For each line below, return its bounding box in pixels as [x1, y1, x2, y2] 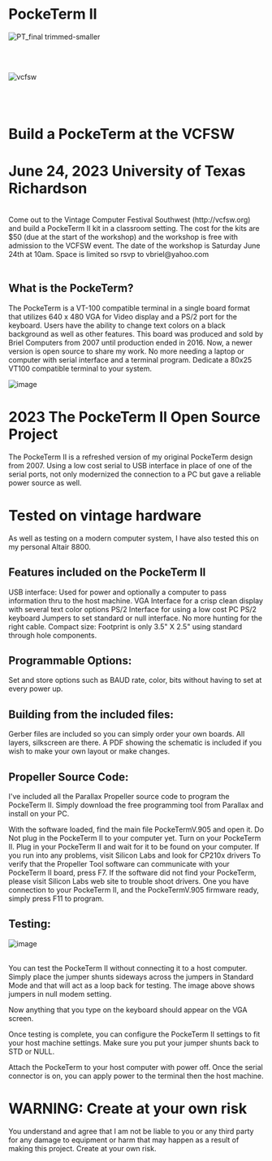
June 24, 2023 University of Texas [8, 162, 246, 180]
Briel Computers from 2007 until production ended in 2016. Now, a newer [8, 337, 253, 347]
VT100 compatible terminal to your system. [8, 363, 153, 373]
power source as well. [8, 477, 82, 488]
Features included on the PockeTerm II [8, 566, 206, 580]
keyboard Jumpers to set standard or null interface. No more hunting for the [8, 613, 262, 623]
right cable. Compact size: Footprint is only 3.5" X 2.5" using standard [8, 621, 243, 631]
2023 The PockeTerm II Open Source [8, 408, 261, 427]
